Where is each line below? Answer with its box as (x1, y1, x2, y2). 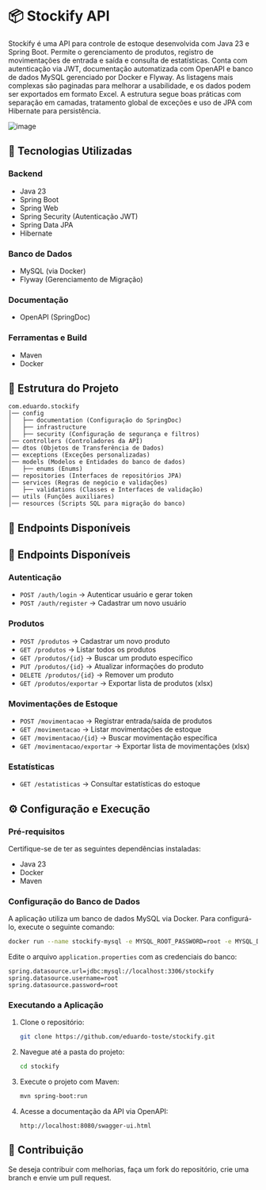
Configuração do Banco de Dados (8, 896, 141, 907)
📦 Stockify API (8, 7, 110, 25)
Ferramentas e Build (8, 332, 87, 343)
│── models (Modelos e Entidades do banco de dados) (8, 458, 186, 466)
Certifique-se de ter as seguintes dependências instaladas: (8, 844, 202, 853)
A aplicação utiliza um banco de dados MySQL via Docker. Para (8, 914, 216, 924)
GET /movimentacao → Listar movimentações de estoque (19, 725, 202, 734)
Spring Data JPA (19, 220, 74, 229)
